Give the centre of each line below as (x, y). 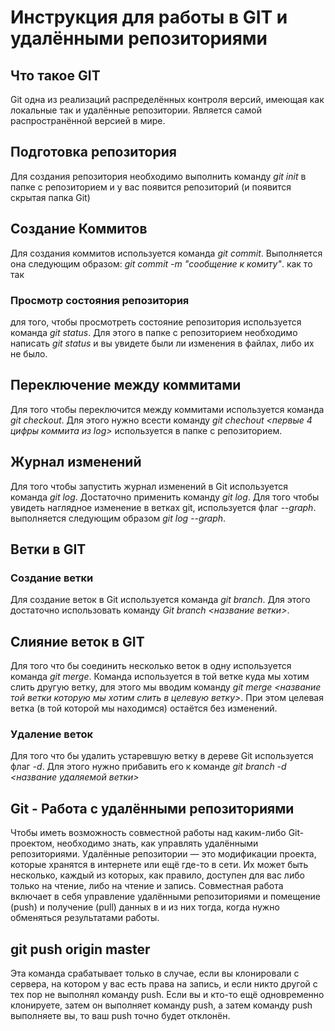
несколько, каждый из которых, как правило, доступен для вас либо (157, 875)
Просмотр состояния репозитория (100, 300)
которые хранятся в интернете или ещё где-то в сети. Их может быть (159, 865)
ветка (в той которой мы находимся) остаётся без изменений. (144, 708)
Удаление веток (51, 734)
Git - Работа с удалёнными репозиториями (152, 808)
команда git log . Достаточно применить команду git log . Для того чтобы (165, 497)
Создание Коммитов (79, 229)
